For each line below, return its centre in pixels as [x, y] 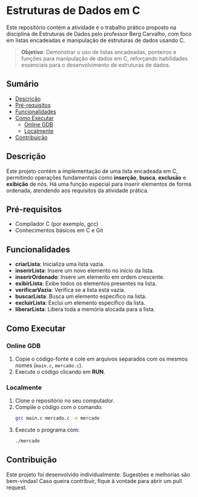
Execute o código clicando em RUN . [60, 371]
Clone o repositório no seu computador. [65, 401]
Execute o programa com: [47, 430]
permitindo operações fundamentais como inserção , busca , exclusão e [96, 177]
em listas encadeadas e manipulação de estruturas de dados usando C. [96, 40]
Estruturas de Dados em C [73, 11]
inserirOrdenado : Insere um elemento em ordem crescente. [90, 277]
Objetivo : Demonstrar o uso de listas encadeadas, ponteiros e [99, 52]
